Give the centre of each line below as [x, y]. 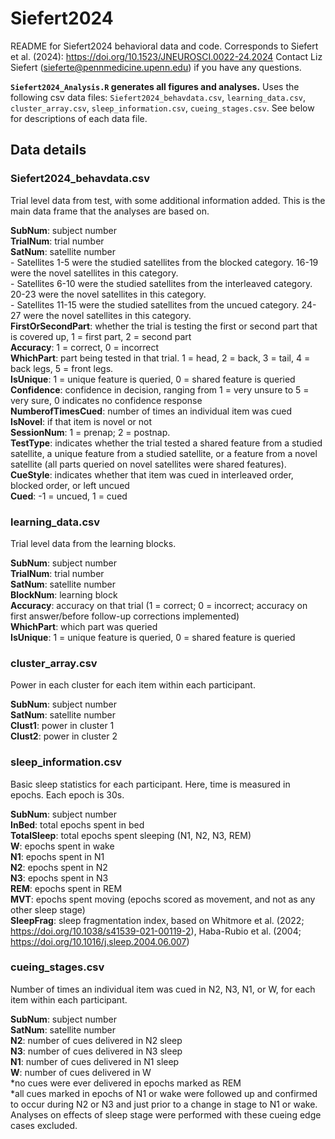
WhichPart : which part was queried [84, 626]
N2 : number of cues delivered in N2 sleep [96, 1040]
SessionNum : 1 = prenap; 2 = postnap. [90, 432]
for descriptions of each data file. [79, 118]
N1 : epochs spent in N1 [57, 856]
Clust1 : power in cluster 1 [62, 726]
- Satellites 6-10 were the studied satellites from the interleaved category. [161, 283]
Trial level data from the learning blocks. [93, 543]
